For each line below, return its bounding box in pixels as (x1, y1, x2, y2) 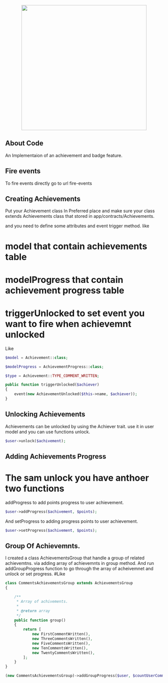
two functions (5, 483, 64, 494)
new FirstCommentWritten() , (31, 631, 91, 637)
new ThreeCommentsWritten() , (31, 636, 93, 641)
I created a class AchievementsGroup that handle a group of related (5, 555, 145, 561)
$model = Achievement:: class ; (5, 355, 68, 360)
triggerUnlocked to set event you (5, 308, 145, 319)
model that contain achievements (5, 240, 147, 252)
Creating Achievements (5, 195, 81, 203)
